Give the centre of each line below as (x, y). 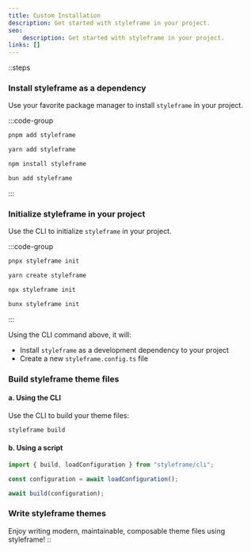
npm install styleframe (48, 164)
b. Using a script (36, 448)
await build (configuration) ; (56, 493)
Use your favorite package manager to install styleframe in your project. (126, 105)
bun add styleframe (40, 178)
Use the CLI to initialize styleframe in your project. (90, 232)
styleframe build (37, 430)
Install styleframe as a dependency (77, 88)
